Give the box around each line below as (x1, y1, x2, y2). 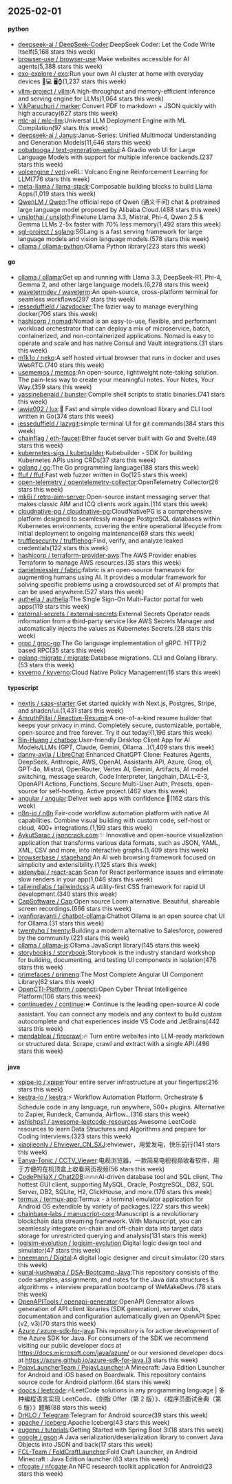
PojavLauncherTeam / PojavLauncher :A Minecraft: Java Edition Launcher (17, 1363, 225, 1372)
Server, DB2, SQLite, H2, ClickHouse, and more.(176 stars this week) (17, 1188, 213, 1196)
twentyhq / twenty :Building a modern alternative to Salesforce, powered (17, 926, 222, 934)
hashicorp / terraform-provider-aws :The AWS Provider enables (17, 551, 197, 559)
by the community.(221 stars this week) (17, 934, 130, 942)
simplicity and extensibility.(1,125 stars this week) (17, 861, 157, 868)
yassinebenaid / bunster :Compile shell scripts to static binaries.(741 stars (17, 390, 225, 398)
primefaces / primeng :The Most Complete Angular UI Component (17, 970, 204, 979)
